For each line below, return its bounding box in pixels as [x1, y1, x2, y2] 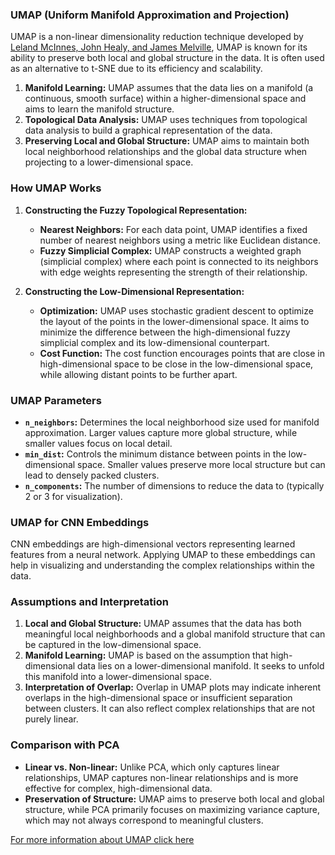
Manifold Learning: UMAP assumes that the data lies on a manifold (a [24, 82, 314, 94]
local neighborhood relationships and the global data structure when [24, 146, 308, 158]
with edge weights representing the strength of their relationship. [39, 266, 308, 278]
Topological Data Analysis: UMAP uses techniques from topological [24, 114, 308, 126]
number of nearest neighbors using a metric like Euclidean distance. [39, 234, 322, 246]
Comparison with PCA [10, 738, 120, 752]
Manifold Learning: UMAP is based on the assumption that [24, 649, 269, 662]
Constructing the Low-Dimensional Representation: [24, 285, 245, 297]
